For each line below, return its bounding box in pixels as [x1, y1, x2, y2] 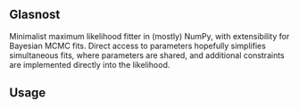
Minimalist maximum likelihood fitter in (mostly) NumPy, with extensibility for [9, 30, 290, 41]
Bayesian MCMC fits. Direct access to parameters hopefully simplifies [9, 40, 266, 51]
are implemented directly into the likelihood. [9, 59, 170, 70]
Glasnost [9, 7, 61, 22]
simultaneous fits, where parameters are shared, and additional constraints [9, 49, 286, 61]
